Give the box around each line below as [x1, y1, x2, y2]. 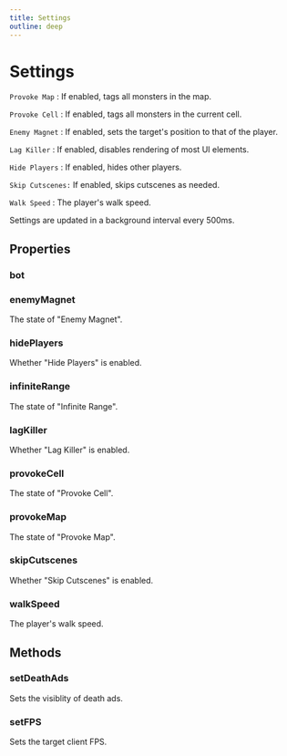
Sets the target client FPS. [9, 736, 108, 748]
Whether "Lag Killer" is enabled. [9, 444, 130, 455]
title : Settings [9, 13, 71, 23]
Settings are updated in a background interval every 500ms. [9, 215, 235, 226]
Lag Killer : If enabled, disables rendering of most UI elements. [9, 144, 250, 155]
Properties [9, 241, 71, 256]
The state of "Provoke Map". [9, 531, 116, 543]
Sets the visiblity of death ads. [9, 692, 123, 703]
